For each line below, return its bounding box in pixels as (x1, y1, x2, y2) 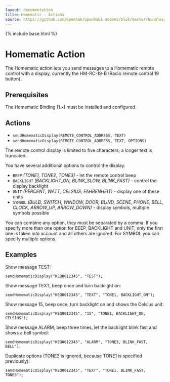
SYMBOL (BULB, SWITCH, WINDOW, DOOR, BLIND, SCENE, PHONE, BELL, (12, 199, 163, 205)
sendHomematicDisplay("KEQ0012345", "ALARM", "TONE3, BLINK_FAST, (5, 339, 148, 345)
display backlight (12, 183, 49, 189)
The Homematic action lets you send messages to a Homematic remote (5, 65, 154, 71)
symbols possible (12, 209, 50, 216)
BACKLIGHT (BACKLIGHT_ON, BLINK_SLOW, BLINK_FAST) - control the (12, 178, 157, 184)
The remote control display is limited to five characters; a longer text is (5, 147, 152, 153)
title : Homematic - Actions (5, 12, 65, 17)
